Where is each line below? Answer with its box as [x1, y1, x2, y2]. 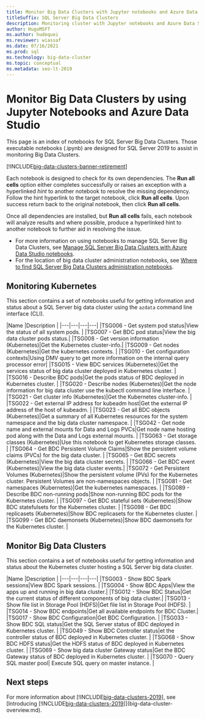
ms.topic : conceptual [6, 60, 62, 66]
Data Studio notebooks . [15, 250, 75, 258]
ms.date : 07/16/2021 [6, 43, 59, 49]
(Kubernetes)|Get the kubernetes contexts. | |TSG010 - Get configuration [6, 348, 190, 355]
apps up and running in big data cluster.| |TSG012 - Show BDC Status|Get [6, 588, 191, 595]
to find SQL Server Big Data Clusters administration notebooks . [15, 263, 174, 270]
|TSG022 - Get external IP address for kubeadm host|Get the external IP [6, 400, 188, 407]
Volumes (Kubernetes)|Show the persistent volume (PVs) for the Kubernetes [6, 471, 198, 479]
